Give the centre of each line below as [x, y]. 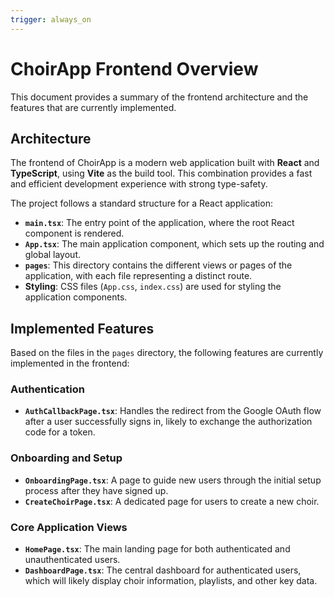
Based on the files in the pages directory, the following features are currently [167, 353]
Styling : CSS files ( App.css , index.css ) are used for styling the [153, 287]
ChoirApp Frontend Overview [134, 68]
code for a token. [60, 432]
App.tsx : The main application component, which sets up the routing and [174, 244]
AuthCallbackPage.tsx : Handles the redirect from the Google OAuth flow [173, 411]
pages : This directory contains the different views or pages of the [158, 265]
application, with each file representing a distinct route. [138, 276]
